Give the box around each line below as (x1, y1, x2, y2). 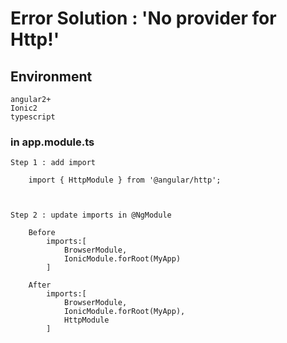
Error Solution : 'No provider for (10, 7, 277, 30)
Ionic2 (10, 103, 38, 113)
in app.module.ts (10, 135, 95, 149)
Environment (10, 68, 93, 85)
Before (28, 228, 56, 238)
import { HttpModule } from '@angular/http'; (28, 175, 222, 186)
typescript (10, 112, 56, 122)
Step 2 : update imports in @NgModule (10, 210, 172, 221)
